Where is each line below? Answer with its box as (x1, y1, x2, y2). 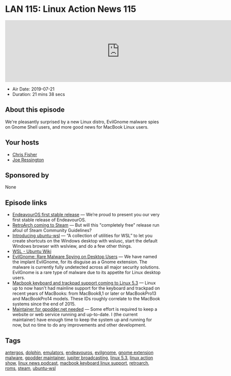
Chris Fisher (12, 151, 38, 157)
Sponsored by (5, 171, 49, 179)
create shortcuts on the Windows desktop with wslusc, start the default (12, 238, 158, 244)
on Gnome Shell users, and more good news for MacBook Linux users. (5, 124, 149, 130)
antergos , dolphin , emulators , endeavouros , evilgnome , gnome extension (5, 350, 154, 355)
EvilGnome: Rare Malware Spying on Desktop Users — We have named (12, 254, 157, 260)
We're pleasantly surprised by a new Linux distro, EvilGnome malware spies (5, 119, 159, 125)
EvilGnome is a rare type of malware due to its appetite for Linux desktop (12, 270, 161, 276)
